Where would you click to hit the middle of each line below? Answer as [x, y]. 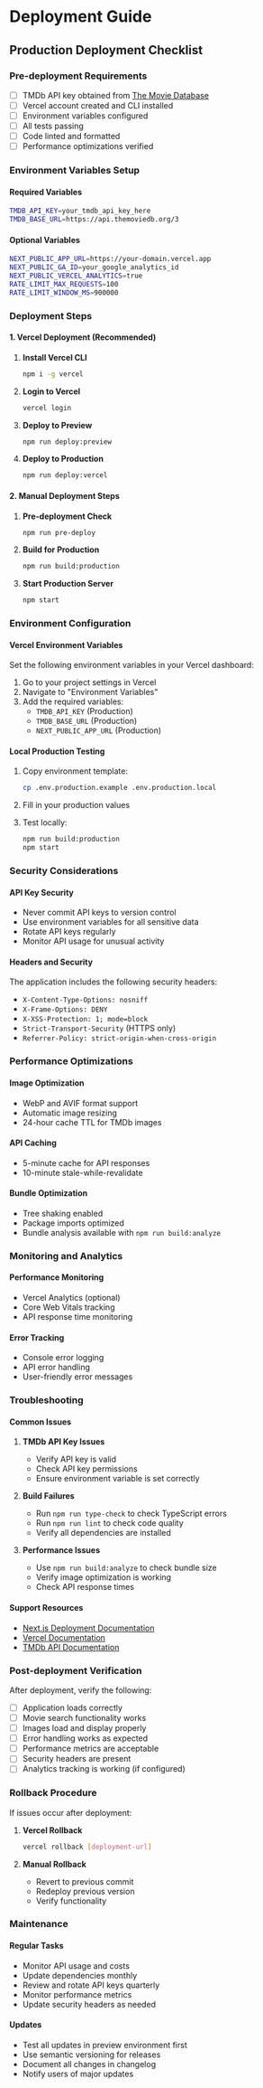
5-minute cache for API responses [86, 1162]
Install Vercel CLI [54, 357]
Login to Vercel [51, 391]
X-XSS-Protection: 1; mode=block [85, 1020]
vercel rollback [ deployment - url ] [87, 1847]
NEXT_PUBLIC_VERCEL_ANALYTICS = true [76, 276]
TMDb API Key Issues [63, 1442]
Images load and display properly [84, 1728]
